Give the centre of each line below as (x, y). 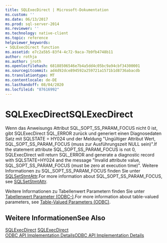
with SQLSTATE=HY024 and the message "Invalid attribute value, (73, 160)
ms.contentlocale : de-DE (31, 80)
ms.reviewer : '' (22, 29)
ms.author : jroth (23, 61)
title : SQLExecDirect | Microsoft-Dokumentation (57, 10)
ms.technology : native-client (37, 33)
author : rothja (21, 57)
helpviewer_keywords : (28, 43)
